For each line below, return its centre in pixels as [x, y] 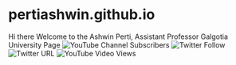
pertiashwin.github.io [82, 15]
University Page [35, 44]
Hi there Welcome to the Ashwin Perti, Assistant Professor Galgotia [118, 36]
